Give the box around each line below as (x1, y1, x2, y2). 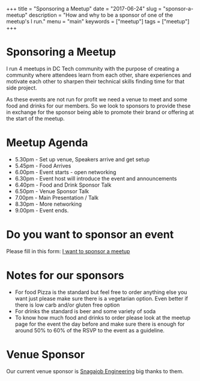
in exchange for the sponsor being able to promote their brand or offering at (6, 108, 194, 116)
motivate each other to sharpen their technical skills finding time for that (6, 77, 185, 85)
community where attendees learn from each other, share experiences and (6, 71, 192, 79)
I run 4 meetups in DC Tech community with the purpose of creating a (6, 65, 180, 72)
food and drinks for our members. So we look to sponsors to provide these (6, 102, 191, 109)
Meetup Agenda (6, 136, 88, 149)
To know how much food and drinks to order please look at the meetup (14, 314, 191, 321)
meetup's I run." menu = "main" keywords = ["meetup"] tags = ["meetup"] (6, 18, 190, 25)
